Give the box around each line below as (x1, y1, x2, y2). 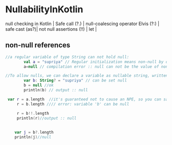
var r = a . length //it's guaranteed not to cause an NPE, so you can (7, 96, 161, 102)
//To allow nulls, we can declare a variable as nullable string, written (5, 73, 168, 78)
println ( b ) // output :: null (24, 88, 88, 93)
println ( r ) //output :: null (16, 115, 77, 121)
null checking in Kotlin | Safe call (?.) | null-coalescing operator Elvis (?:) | (5, 20, 160, 27)
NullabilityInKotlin (5, 4, 83, 15)
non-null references (5, 41, 71, 50)
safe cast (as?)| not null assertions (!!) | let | (5, 26, 97, 32)
